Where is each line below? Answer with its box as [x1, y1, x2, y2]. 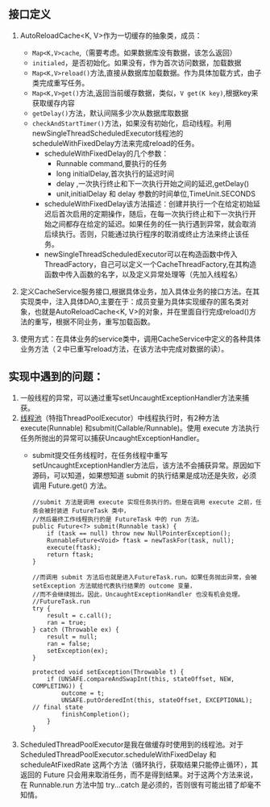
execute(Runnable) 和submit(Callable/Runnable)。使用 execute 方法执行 [19, 422, 260, 433]
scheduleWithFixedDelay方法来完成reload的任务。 [31, 138, 199, 148]
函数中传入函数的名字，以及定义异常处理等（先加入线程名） [44, 269, 243, 279]
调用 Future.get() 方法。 [31, 480, 111, 490]
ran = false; [47, 639, 91, 647]
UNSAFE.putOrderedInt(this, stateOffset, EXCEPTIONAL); [60, 696, 253, 704]
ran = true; [47, 618, 87, 626]
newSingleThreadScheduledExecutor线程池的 [31, 128, 184, 138]
